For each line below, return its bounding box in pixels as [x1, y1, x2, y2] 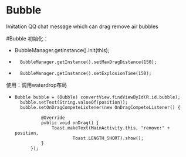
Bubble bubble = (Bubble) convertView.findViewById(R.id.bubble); [14, 94, 181, 100]
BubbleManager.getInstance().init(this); [14, 46, 110, 53]
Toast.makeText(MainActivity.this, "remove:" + [52, 125, 170, 131]
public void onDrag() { [40, 120, 99, 126]
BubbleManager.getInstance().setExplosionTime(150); [20, 70, 152, 76]
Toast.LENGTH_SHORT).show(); [72, 135, 144, 141]
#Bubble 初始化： [6, 35, 49, 42]
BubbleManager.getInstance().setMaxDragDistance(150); [20, 59, 157, 65]
